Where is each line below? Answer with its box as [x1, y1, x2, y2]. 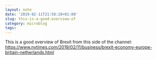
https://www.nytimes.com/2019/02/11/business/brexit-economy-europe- [5, 44, 153, 50]
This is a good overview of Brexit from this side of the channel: [5, 39, 132, 45]
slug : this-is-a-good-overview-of [5, 16, 76, 21]
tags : [5, 26, 16, 30]
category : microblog [5, 21, 48, 26]
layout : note [5, 7, 32, 12]
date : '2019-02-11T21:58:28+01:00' [5, 12, 78, 17]
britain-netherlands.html [5, 50, 54, 56]
